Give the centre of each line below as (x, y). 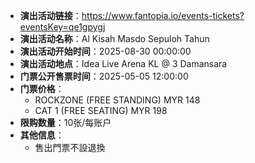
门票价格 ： (42, 88)
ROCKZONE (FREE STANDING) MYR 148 (117, 100)
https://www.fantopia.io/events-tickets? (163, 15)
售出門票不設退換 (70, 147)
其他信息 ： (42, 135)
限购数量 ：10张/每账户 (65, 122)
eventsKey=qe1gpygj (62, 27)
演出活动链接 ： (50, 15)
